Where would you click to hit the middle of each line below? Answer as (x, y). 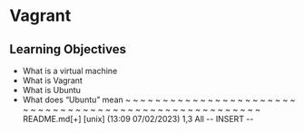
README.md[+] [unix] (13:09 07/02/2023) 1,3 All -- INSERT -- (138, 119)
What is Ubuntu (52, 90)
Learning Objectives (68, 49)
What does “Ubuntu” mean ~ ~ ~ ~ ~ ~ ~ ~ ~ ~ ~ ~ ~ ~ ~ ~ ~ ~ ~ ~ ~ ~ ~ (159, 100)
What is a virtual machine (70, 71)
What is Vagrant (53, 81)
